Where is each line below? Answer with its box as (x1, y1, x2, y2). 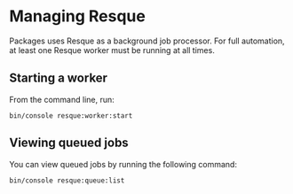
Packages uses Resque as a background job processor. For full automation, (9, 35, 286, 46)
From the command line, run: (9, 94, 115, 105)
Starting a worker (9, 71, 108, 86)
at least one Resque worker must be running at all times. (9, 44, 215, 55)
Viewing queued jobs (9, 136, 129, 151)
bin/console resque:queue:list (9, 175, 125, 185)
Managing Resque (9, 6, 146, 27)
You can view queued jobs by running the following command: (9, 159, 238, 169)
